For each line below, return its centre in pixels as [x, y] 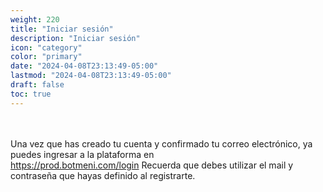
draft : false [37, 85]
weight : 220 [35, 19]
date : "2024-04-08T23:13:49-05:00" [84, 66]
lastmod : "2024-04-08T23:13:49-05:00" [91, 76]
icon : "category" [46, 47]
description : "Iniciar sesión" [75, 38]
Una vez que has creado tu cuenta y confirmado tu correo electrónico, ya [161, 143]
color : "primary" [46, 57]
